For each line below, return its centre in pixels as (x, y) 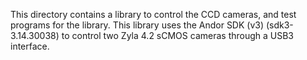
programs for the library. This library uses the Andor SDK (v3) (137, 25)
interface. (30, 46)
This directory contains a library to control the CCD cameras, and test (153, 14)
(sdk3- (279, 25)
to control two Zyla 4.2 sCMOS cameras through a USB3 (178, 35)
